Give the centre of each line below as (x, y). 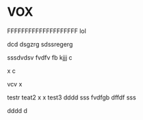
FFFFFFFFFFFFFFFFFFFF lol (47, 31)
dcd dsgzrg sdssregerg (40, 44)
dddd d (17, 110)
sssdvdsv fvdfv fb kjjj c (40, 57)
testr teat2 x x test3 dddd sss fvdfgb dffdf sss (72, 97)
